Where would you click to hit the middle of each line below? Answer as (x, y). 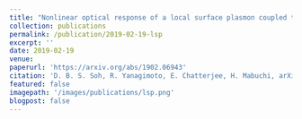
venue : (22, 59)
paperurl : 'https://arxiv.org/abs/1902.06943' (98, 68)
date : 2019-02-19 (42, 51)
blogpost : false (40, 101)
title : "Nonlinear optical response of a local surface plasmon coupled (148, 17)
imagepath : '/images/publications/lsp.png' (92, 92)
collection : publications (58, 26)
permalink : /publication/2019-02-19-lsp (86, 34)
